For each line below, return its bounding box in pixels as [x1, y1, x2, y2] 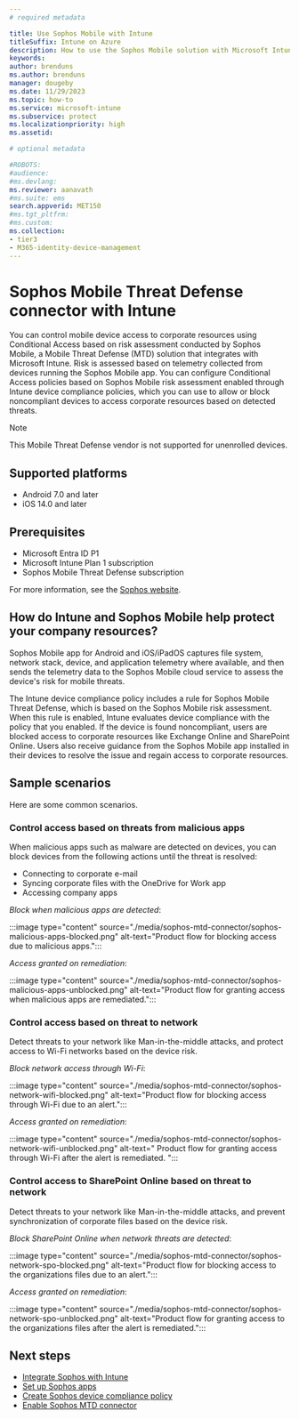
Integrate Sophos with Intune [21, 1372, 129, 1383]
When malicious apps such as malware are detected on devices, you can [9, 842, 277, 852]
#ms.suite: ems [9, 193, 66, 203]
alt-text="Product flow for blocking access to [110, 1260, 277, 1270]
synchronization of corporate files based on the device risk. [9, 1215, 229, 1226]
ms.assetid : [9, 128, 53, 138]
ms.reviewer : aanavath [9, 185, 93, 194]
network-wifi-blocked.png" [9, 1090, 109, 1101]
